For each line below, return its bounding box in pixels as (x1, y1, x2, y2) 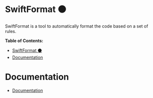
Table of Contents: (5, 37, 44, 44)
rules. (5, 28, 17, 34)
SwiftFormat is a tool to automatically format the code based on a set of (5, 23, 148, 29)
